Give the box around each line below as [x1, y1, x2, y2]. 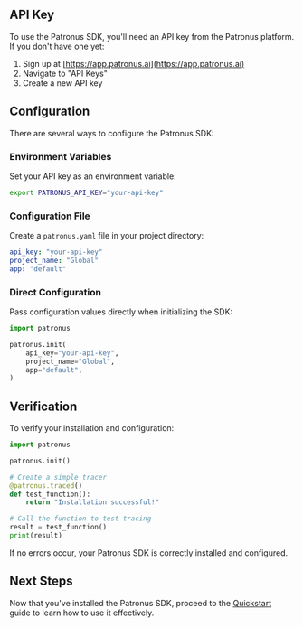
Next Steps [9, 574, 73, 589]
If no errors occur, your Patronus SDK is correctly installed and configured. [9, 547, 289, 558]
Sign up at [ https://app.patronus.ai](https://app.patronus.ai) [22, 58, 245, 69]
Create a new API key [22, 77, 103, 89]
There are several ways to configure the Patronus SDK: [9, 127, 214, 138]
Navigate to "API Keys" [22, 68, 109, 79]
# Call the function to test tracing [9, 514, 152, 523]
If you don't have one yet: [9, 41, 105, 51]
